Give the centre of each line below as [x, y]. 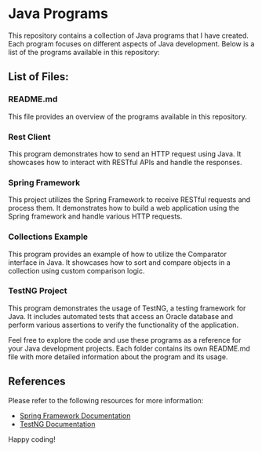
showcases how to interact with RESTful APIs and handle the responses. [125, 162]
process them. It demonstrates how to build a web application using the [124, 208]
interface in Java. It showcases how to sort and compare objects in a [120, 262]
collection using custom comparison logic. [76, 270]
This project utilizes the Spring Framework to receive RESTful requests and [129, 200]
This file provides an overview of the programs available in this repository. [127, 116]
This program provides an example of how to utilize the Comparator [118, 254]
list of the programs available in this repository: [84, 52]
